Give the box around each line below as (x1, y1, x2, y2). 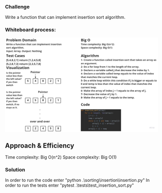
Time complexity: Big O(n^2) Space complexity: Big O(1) (5, 154, 117, 160)
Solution (5, 166, 26, 173)
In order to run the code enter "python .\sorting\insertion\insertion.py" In (5, 178, 150, 183)
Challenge (5, 3, 30, 10)
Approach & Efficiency (5, 141, 74, 149)
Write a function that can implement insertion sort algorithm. (5, 15, 126, 20)
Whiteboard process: (5, 27, 56, 33)
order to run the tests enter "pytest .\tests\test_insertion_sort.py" (5, 182, 134, 188)
